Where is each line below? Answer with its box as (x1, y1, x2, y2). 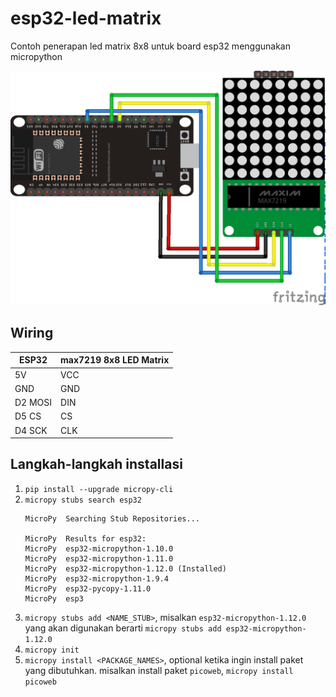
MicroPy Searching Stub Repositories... (24, 513, 200, 524)
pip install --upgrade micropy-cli (24, 484, 174, 494)
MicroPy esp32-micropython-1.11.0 (24, 553, 174, 564)
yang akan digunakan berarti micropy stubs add (24, 622, 222, 634)
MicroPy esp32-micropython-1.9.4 (24, 573, 169, 584)
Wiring (10, 325, 54, 342)
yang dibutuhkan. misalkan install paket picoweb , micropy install (24, 664, 294, 676)
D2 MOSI (14, 397, 53, 409)
